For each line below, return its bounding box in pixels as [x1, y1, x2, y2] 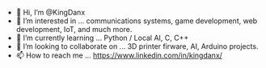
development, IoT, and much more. [15, 25, 133, 34]
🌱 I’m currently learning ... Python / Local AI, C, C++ [15, 33, 189, 42]
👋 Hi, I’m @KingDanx [15, 8, 86, 17]
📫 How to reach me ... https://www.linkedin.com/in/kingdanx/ [15, 50, 222, 60]
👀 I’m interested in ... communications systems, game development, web [15, 16, 258, 26]
